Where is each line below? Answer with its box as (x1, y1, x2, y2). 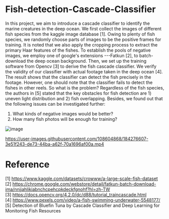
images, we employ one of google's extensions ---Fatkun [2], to (5, 52, 139, 59)
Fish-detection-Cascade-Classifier (5, 4, 156, 15)
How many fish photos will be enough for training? (12, 116, 118, 122)
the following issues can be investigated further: (5, 101, 105, 107)
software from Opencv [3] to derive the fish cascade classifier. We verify (5, 63, 157, 69)
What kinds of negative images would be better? (12, 110, 114, 117)
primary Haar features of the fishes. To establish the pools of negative (5, 47, 151, 53)
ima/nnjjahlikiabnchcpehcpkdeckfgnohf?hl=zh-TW (5, 186, 110, 192)
